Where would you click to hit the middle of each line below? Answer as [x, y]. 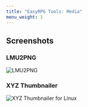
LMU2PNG [21, 58]
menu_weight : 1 [25, 17]
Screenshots [30, 41]
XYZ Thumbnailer [32, 86]
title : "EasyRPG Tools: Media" [44, 11]
